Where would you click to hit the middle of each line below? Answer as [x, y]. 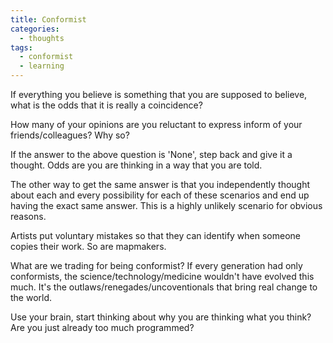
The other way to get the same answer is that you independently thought [160, 184]
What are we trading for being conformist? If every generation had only [156, 265]
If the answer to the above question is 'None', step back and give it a [151, 154]
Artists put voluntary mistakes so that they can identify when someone [156, 235]
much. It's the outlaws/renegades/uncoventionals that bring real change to [164, 287]
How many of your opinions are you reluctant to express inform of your [156, 124]
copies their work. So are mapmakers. [88, 246]
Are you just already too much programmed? [102, 327]
